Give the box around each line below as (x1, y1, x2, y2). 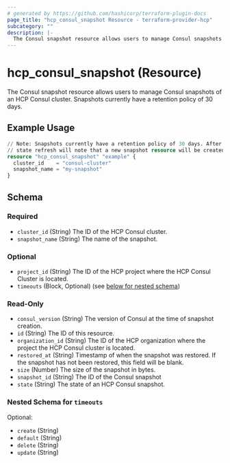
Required (7, 212, 38, 222)
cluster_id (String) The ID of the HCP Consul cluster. (16, 227, 168, 235)
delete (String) (16, 440, 60, 449)
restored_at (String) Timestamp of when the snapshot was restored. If (16, 351, 216, 359)
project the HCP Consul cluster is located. (16, 344, 136, 352)
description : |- (7, 29, 53, 36)
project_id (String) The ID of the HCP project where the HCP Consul (16, 268, 211, 276)
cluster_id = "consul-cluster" (13, 159, 112, 167)
